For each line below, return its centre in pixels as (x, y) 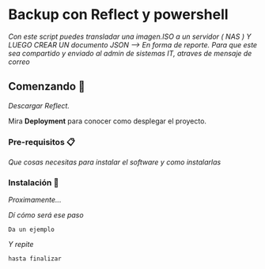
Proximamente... (35, 200)
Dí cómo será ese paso (46, 215)
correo (19, 62)
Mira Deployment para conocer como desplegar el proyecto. (108, 121)
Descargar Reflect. (39, 105)
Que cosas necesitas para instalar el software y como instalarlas (115, 162)
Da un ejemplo (32, 230)
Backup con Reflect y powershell (118, 15)
